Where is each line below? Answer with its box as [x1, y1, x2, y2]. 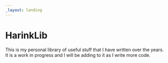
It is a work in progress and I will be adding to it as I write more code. [5, 52, 151, 58]
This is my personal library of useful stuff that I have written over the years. [5, 47, 164, 53]
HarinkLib [5, 29, 48, 41]
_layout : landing [5, 7, 43, 13]
